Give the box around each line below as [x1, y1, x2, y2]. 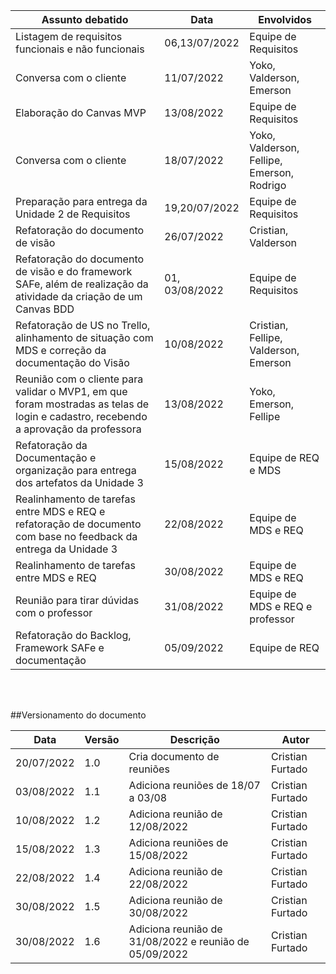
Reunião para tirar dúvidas [15, 594, 140, 607]
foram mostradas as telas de [15, 397, 150, 411]
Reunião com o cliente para [15, 372, 144, 386]
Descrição [169, 733, 220, 746]
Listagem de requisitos [15, 30, 123, 43]
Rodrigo [249, 179, 287, 192]
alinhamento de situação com [15, 331, 154, 344]
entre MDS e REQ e [15, 505, 106, 518]
